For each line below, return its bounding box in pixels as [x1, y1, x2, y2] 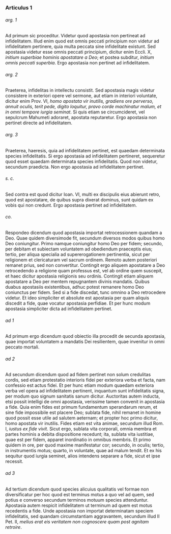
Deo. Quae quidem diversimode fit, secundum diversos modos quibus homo [5, 235, 165, 241]
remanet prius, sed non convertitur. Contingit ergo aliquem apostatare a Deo [5, 262, 165, 268]
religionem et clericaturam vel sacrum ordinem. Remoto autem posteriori [5, 257, 157, 263]
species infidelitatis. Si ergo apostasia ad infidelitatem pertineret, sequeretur [5, 153, 165, 159]
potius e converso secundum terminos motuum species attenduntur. [5, 497, 149, 503]
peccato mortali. [5, 344, 40, 350]
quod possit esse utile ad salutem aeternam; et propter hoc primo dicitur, [5, 415, 158, 421]
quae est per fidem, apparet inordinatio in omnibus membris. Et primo [5, 436, 151, 443]
